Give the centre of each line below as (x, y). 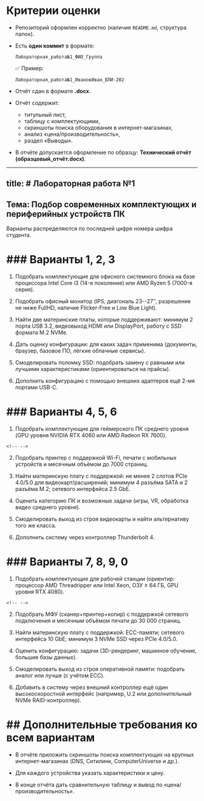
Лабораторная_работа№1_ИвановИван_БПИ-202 (70, 80)
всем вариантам (51, 738)
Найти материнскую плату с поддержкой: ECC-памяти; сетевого (100, 632)
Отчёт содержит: (37, 103)
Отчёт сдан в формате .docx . (53, 91)
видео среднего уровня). (48, 507)
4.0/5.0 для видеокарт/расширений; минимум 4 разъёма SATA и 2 (101, 482)
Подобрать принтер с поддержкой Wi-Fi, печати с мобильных (96, 458)
